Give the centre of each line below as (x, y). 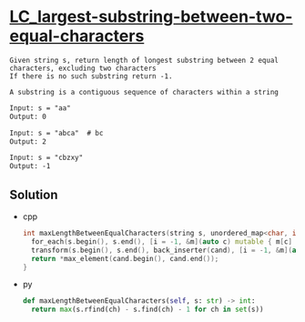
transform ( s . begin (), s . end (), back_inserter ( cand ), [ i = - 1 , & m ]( (162, 250)
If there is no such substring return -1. (91, 76)
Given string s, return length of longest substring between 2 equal (144, 60)
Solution (34, 194)
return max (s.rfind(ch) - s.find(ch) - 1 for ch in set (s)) (147, 310)
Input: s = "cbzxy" (46, 158)
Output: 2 (28, 141)
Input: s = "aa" (40, 108)
